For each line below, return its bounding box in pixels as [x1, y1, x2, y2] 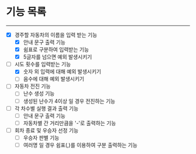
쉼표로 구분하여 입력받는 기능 [23, 46, 89, 53]
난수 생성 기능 [23, 90, 55, 97]
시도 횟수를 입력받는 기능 [14, 61, 71, 68]
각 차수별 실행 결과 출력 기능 [14, 105, 79, 112]
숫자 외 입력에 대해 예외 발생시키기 [23, 68, 101, 75]
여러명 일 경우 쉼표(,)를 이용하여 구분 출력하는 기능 [23, 141, 138, 148]
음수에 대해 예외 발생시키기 [23, 76, 85, 83]
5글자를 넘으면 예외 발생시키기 [23, 53, 92, 60]
